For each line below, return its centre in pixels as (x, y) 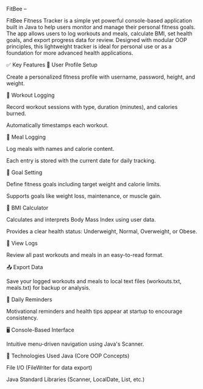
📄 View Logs (22, 243)
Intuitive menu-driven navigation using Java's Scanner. (75, 344)
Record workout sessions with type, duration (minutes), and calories (92, 107)
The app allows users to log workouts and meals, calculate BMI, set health (100, 33)
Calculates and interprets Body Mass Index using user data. (81, 219)
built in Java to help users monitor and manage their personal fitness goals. (101, 27)
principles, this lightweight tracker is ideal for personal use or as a (89, 46)
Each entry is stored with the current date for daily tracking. (81, 160)
